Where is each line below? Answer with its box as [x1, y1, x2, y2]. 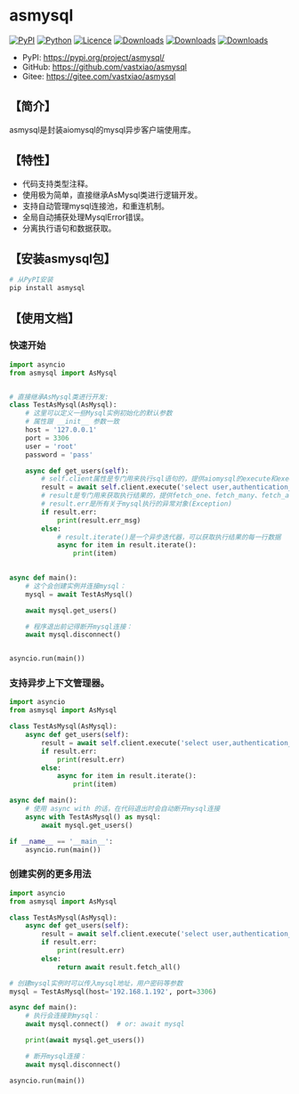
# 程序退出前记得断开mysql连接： [25, 622, 133, 631]
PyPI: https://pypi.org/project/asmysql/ [21, 52, 165, 62]
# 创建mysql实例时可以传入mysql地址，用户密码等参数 [9, 978, 183, 988]
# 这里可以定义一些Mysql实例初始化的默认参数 [25, 409, 173, 418]
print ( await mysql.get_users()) [25, 1036, 145, 1045]
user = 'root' [25, 442, 77, 450]
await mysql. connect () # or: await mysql [25, 1020, 185, 1029]
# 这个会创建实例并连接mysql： [25, 581, 126, 590]
